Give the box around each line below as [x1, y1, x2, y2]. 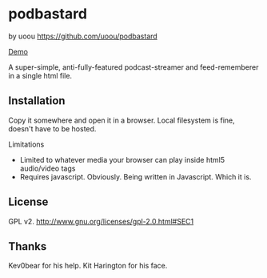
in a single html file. [8, 71, 73, 80]
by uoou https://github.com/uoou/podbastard [8, 31, 157, 41]
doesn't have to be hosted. [8, 123, 97, 133]
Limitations [8, 139, 45, 149]
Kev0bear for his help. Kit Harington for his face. [8, 261, 168, 271]
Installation [8, 94, 66, 108]
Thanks [8, 240, 47, 253]
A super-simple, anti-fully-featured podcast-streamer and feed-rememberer [8, 62, 259, 72]
